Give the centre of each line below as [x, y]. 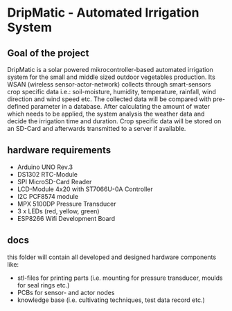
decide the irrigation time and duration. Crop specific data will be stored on [114, 121]
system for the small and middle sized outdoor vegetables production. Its [111, 77]
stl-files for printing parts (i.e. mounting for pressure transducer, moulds [120, 278]
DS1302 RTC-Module [47, 174]
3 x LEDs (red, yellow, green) [58, 211]
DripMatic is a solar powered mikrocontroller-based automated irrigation [110, 70]
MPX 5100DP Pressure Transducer [66, 204]
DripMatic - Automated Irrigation [103, 13]
